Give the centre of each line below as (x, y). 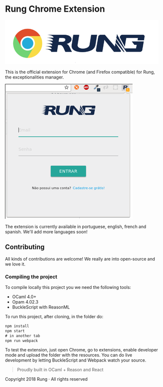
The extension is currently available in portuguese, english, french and (76, 226)
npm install (17, 326)
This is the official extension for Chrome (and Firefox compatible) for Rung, (80, 72)
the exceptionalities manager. (35, 77)
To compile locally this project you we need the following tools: (68, 287)
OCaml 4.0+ (24, 297)
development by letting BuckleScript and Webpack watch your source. (76, 360)
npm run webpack (21, 341)
